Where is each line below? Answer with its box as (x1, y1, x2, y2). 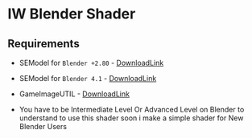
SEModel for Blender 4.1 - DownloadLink (19, 74, 157, 83)
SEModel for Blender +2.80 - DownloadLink (19, 58, 164, 67)
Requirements (7, 37, 80, 51)
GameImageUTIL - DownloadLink (19, 89, 130, 99)
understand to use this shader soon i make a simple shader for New (19, 113, 244, 123)
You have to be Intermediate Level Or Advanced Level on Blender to (19, 105, 245, 114)
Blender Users (19, 122, 68, 131)
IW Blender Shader (7, 5, 136, 23)
